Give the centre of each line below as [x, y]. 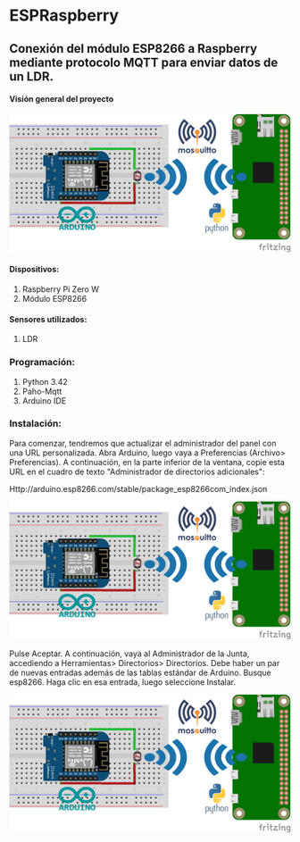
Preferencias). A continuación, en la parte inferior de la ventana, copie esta [147, 462]
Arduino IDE [44, 400]
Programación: [42, 363]
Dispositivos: [34, 270]
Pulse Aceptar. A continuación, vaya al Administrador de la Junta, [129, 654]
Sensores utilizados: [48, 319]
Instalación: [36, 423]
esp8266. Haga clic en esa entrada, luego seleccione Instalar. [123, 682]
